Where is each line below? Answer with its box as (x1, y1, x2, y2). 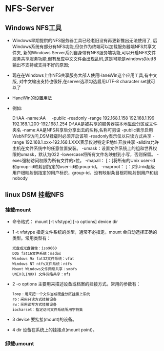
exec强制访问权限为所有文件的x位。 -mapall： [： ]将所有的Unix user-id (12, 157, 155, 163)
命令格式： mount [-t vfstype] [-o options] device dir (12, 219, 118, 224)
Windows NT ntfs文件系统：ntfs (12, 261, 72, 266)
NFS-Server (5, 3, 55, 14)
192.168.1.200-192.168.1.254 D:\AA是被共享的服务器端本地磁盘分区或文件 (12, 121, 158, 127)
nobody (12, 175, 28, 181)
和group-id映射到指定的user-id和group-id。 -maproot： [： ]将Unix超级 (12, 164, 155, 169)
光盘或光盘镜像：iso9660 (12, 245, 57, 251)
